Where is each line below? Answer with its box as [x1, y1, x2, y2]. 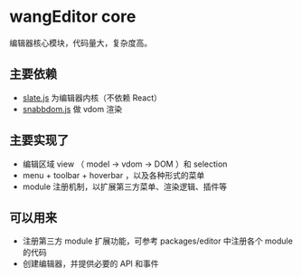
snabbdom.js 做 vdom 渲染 [22, 103, 123, 114]
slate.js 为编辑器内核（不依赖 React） [22, 92, 163, 103]
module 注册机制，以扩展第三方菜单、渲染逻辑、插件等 [22, 181, 228, 192]
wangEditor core [9, 6, 137, 27]
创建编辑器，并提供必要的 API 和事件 [22, 258, 160, 269]
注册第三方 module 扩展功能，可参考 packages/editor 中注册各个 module [22, 235, 294, 246]
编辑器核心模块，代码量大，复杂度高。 [9, 37, 152, 48]
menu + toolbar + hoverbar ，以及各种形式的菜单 [22, 169, 205, 180]
